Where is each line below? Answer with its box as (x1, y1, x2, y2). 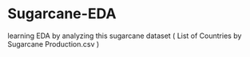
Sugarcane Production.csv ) (7, 39, 100, 48)
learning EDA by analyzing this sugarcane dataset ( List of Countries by (7, 31, 242, 40)
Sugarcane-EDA (7, 5, 117, 23)
